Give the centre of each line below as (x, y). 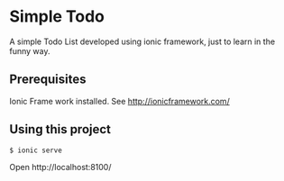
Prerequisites (48, 80)
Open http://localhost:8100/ (60, 167)
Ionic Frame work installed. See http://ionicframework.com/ (119, 101)
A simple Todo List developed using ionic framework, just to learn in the (142, 41)
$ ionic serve (36, 150)
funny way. (30, 50)
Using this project (60, 129)
